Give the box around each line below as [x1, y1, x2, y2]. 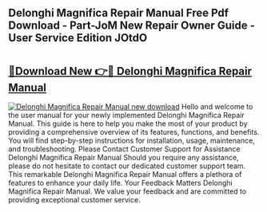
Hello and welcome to [181, 102, 253, 111]
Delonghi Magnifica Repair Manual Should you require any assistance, [8, 153, 239, 162]
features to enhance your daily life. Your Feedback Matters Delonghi [8, 179, 233, 187]
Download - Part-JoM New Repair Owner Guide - [8, 19, 256, 33]
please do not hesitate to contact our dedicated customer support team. [8, 161, 246, 171]
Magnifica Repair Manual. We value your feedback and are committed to [8, 186, 247, 196]
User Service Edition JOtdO [8, 31, 148, 45]
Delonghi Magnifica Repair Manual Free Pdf [8, 6, 229, 20]
